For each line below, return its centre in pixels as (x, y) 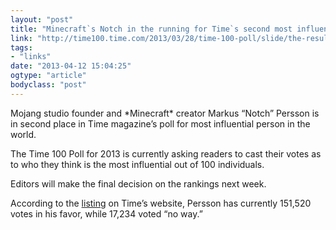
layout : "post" (42, 19)
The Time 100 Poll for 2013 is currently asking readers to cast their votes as (166, 153)
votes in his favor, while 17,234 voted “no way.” (106, 213)
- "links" (31, 57)
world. (23, 134)
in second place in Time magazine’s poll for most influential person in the (160, 123)
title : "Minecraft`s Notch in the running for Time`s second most (151, 29)
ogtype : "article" (48, 76)
